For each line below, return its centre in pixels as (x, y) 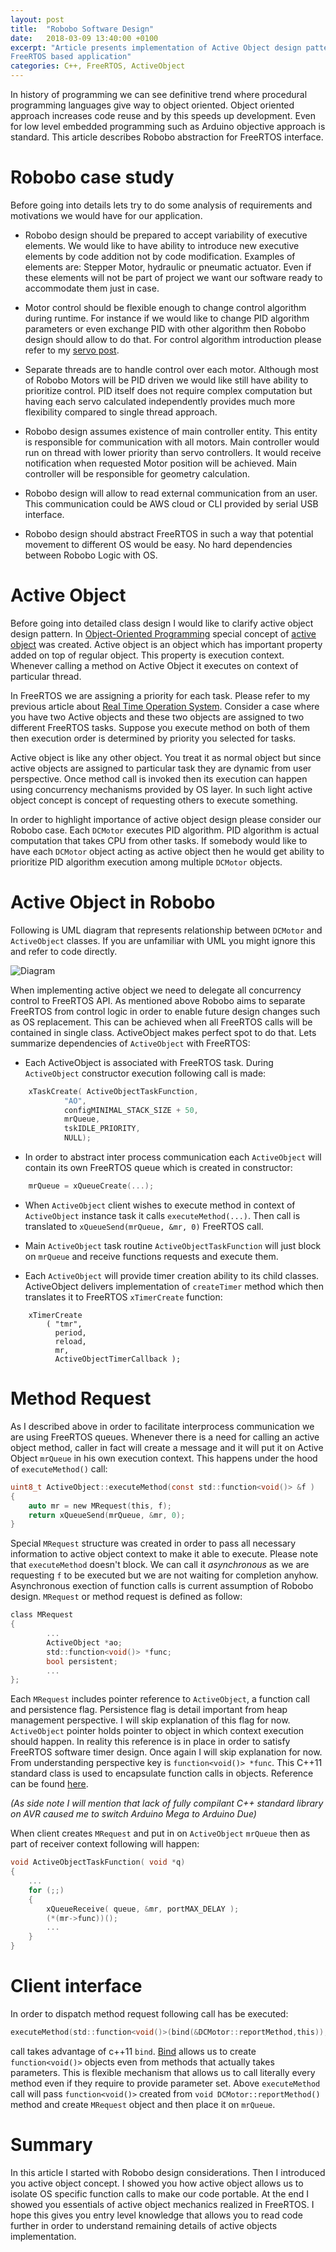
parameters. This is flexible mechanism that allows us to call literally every (163, 2072)
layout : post (37, 19)
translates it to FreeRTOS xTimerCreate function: (123, 1297)
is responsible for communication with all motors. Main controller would (172, 442)
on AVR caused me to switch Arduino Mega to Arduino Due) (133, 1814)
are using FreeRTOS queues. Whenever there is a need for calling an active (165, 1437)
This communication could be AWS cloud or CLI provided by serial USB (171, 503)
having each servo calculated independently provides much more (160, 401)
